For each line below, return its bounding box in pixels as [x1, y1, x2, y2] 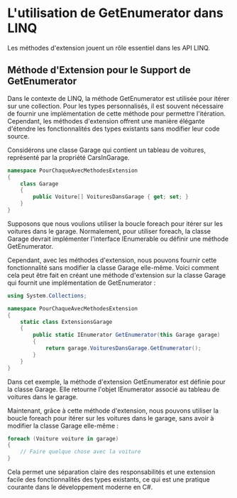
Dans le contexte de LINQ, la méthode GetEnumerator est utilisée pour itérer [7, 94, 230, 102]
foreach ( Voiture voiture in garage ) [7, 435, 119, 442]
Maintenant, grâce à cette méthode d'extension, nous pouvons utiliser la [7, 406, 219, 415]
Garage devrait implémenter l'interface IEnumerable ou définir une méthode [7, 234, 229, 243]
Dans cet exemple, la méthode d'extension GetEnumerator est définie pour [7, 377, 226, 386]
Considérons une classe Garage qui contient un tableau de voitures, [7, 146, 206, 154]
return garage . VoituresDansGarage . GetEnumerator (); [45, 345, 202, 352]
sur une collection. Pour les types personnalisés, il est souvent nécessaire [7, 102, 224, 110]
